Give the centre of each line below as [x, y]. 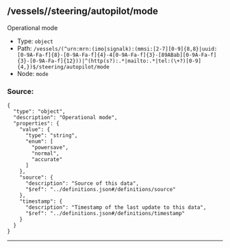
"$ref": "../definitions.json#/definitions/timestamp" [105, 214]
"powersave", [50, 148]
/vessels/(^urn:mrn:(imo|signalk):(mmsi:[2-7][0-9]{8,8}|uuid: [125, 49]
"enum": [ [39, 142]
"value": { [35, 129]
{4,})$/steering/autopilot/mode [63, 67]
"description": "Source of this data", [82, 184]
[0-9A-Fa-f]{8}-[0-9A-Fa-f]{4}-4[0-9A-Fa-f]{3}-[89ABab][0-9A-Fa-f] [117, 55]
